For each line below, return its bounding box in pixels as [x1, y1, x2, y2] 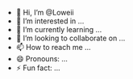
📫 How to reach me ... [15, 43, 91, 52]
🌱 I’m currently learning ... [15, 25, 102, 34]
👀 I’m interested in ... [15, 16, 85, 26]
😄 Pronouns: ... [15, 54, 69, 64]
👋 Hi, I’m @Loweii [15, 8, 74, 17]
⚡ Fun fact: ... [15, 63, 60, 73]
